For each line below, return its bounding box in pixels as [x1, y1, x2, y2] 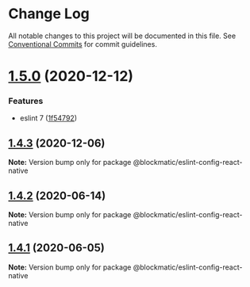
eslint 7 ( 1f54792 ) [19, 113, 78, 123]
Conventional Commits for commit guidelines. [8, 39, 157, 48]
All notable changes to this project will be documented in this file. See [8, 31, 237, 40]
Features [8, 96, 44, 107]
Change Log [8, 5, 90, 23]
